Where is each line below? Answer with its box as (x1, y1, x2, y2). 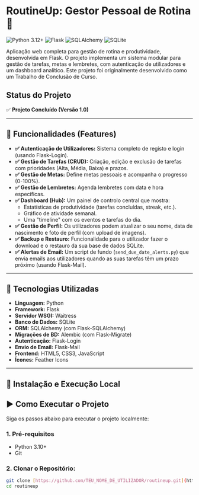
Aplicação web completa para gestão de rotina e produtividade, (6, 47, 162, 55)
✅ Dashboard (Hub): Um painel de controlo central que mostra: (14, 197, 170, 204)
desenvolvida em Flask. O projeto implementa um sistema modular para (6, 54, 181, 61)
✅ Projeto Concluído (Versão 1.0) (6, 106, 89, 113)
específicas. (14, 190, 45, 197)
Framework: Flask (14, 306, 60, 313)
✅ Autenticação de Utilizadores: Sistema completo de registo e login (14, 145, 185, 152)
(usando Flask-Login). (14, 151, 69, 158)
